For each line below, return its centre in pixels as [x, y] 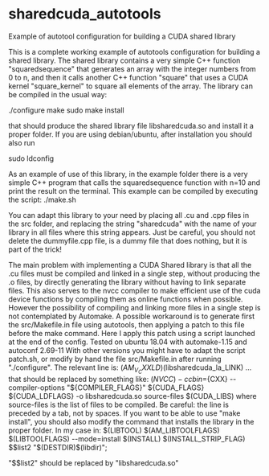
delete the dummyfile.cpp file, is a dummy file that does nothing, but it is [128, 240]
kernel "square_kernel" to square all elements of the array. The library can [130, 86]
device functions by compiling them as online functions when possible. [126, 299]
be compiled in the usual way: [58, 94]
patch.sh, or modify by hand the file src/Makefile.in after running [115, 359]
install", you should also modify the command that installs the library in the [131, 422]
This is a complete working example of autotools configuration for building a [134, 51]
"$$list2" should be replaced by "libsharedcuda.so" [94, 463]
